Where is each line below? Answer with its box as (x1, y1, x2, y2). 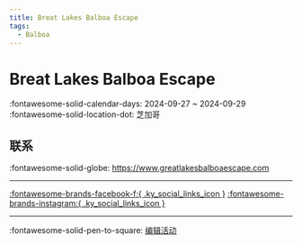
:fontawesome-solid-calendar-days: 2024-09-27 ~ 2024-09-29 (9, 98, 246, 109)
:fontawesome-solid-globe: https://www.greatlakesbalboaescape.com (9, 163, 270, 174)
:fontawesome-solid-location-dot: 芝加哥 (9, 109, 160, 120)
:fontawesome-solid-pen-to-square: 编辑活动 (9, 225, 177, 236)
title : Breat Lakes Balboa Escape (9, 13, 139, 23)
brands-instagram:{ (9, 198, 82, 209)
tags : (9, 22, 30, 31)
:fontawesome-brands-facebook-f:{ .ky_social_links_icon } (9, 188, 226, 199)
